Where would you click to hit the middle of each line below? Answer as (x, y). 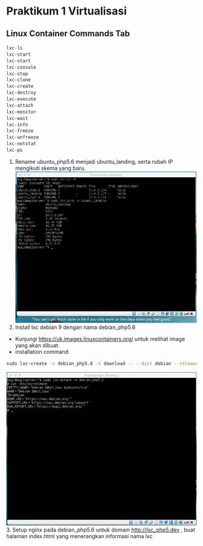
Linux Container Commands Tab (68, 34)
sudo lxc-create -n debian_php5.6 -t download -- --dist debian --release (102, 364)
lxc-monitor (21, 112)
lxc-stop (17, 74)
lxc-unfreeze (23, 137)
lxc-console (21, 67)
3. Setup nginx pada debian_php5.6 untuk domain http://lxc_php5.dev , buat (101, 530)
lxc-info (17, 125)
